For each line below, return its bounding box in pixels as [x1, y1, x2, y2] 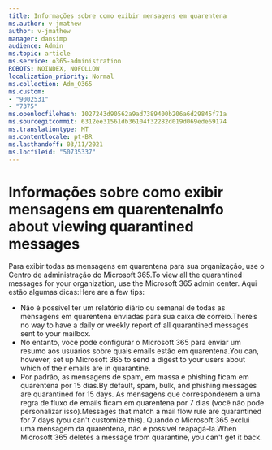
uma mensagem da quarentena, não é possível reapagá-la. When [19, 424, 237, 434]
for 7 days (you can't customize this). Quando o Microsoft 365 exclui [19, 415, 250, 425]
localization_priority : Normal [8, 72, 114, 80]
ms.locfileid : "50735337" [8, 148, 96, 156]
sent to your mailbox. [19, 329, 91, 339]
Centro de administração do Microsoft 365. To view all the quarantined [8, 270, 243, 280]
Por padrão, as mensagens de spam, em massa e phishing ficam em [19, 372, 249, 382]
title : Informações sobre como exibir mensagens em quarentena [8, 11, 227, 20]
